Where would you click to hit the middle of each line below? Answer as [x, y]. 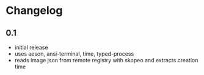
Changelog [34, 11]
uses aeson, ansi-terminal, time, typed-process [74, 54]
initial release [31, 47]
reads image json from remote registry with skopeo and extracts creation [106, 60]
